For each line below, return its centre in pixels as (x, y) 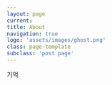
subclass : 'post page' (40, 54)
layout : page (26, 14)
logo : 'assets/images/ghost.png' (56, 40)
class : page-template (39, 47)
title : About (26, 27)
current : (20, 21)
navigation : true (32, 34)
